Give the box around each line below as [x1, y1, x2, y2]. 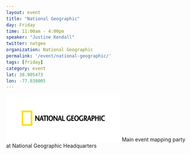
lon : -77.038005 [6, 78, 46, 84]
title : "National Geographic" [6, 15, 81, 22]
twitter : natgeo [6, 41, 46, 47]
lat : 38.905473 [6, 71, 43, 78]
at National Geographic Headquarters [6, 142, 97, 150]
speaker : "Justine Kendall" [6, 34, 75, 41]
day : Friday [6, 22, 35, 28]
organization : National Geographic [6, 47, 93, 53]
